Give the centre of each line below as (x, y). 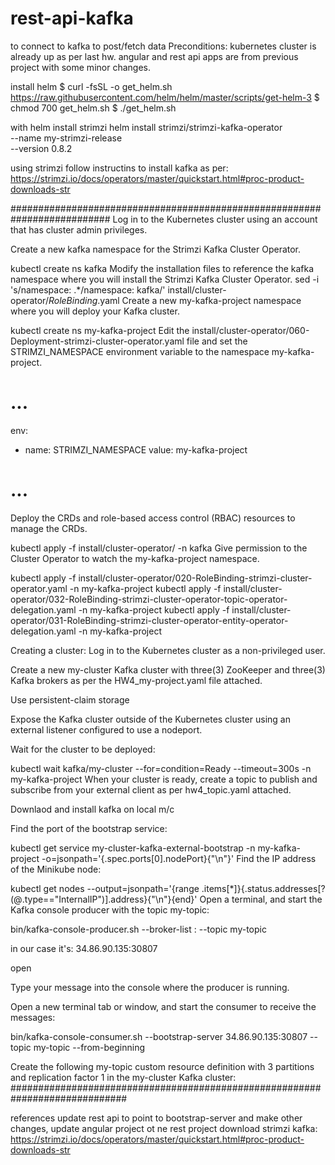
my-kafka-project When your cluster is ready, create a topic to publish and (164, 779)
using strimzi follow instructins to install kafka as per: (119, 168)
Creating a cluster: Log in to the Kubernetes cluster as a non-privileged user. (168, 650)
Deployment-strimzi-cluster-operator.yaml (97, 341)
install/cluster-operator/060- (250, 330)
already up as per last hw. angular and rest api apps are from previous (154, 56)
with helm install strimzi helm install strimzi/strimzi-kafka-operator (146, 127)
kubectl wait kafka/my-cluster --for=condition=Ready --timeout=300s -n (161, 768)
